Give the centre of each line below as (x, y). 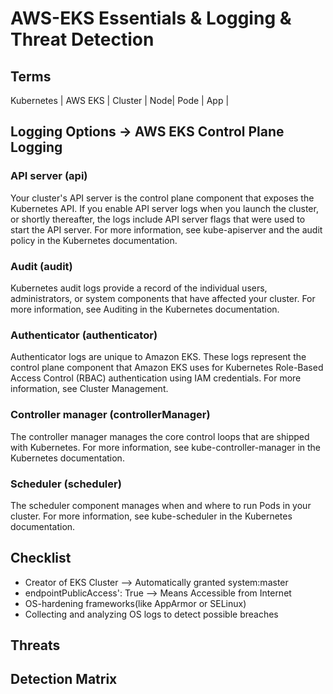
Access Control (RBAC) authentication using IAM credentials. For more (156, 378)
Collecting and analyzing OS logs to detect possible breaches (151, 614)
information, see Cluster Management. (89, 389)
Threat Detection (82, 39)
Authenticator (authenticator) (84, 335)
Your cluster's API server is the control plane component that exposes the (162, 198)
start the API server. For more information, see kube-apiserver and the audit (166, 229)
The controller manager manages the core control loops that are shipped (160, 436)
